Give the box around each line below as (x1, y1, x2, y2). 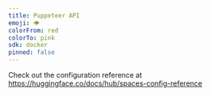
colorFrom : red (8, 26, 59, 34)
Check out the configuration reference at (8, 71, 143, 79)
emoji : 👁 (8, 19, 40, 27)
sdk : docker (8, 41, 48, 49)
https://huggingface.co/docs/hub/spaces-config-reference (8, 79, 203, 88)
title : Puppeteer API (8, 11, 80, 20)
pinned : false (8, 48, 56, 56)
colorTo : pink (8, 33, 56, 42)
